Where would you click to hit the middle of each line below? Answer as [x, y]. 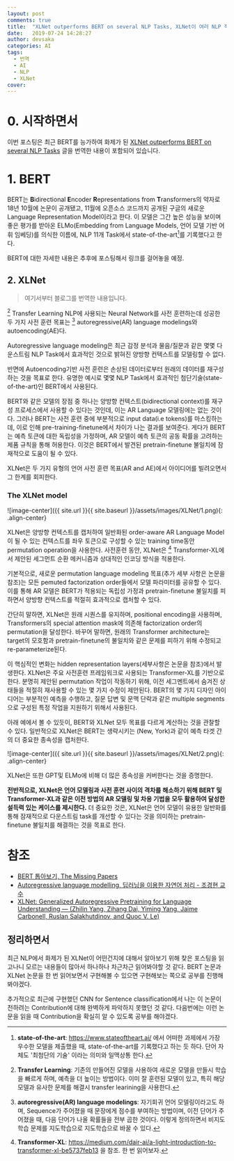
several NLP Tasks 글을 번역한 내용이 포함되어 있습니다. [84, 151]
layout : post [26, 14]
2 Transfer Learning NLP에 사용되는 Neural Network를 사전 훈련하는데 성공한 [114, 313]
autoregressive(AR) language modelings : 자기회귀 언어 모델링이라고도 [117, 1102]
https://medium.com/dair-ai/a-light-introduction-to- [142, 1142]
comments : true [29, 20]
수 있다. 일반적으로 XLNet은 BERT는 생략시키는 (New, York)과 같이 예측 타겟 [111, 731]
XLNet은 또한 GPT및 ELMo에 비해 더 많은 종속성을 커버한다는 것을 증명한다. [110, 775]
